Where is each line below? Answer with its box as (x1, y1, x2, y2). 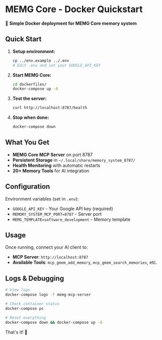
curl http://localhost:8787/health (12, 105, 88, 111)
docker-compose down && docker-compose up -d (5, 320, 102, 325)
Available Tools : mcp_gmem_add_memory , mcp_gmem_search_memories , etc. (12, 259, 157, 266)
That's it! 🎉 (5, 329, 28, 335)
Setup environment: (12, 48, 55, 54)
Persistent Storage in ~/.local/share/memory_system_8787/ (12, 157, 136, 163)
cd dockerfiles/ (12, 82, 47, 87)
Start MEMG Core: (12, 72, 52, 78)
